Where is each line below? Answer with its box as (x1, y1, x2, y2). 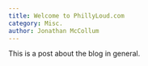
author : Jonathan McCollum (8, 27, 99, 35)
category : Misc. (8, 19, 63, 27)
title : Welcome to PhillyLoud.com (8, 11, 125, 20)
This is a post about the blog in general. (8, 49, 141, 59)
